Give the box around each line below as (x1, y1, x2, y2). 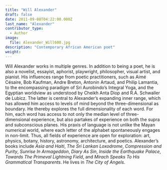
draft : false (5, 12, 32, 17)
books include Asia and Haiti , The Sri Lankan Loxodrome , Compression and (5, 143, 162, 149)
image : (5, 36, 19, 41)
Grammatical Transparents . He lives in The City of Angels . (5, 159, 125, 165)
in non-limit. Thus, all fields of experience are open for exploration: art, (5, 132, 151, 138)
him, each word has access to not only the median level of (5, 111, 125, 117)
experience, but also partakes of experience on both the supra (31, 116, 160, 122)
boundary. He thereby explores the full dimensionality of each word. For (5, 106, 153, 112)
